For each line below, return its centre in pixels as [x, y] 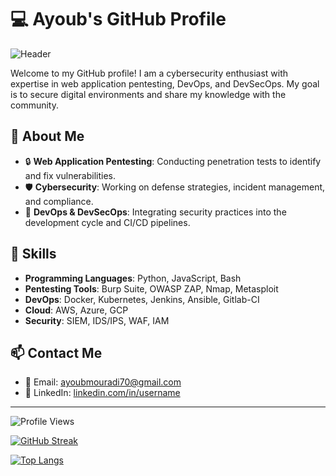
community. [34, 105]
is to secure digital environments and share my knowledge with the [148, 94]
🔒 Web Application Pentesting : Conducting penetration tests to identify [173, 161]
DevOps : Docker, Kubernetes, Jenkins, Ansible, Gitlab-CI [142, 299]
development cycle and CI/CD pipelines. [107, 222]
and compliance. [59, 201]
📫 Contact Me [56, 352]
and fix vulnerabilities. [70, 175]
